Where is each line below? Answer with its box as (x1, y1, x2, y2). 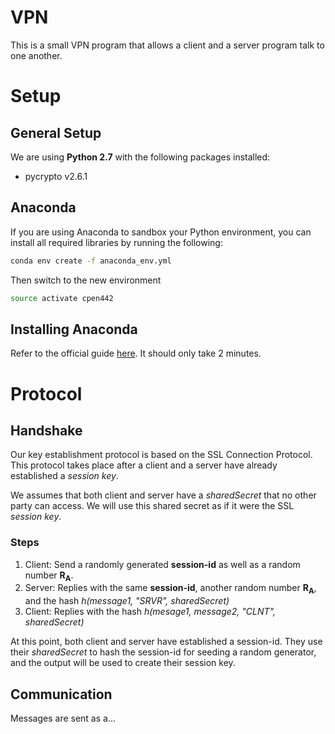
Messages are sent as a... (10, 712, 117, 725)
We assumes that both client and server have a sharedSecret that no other (10, 489, 317, 501)
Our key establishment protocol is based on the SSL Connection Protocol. (10, 449, 313, 461)
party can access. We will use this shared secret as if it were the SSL (10, 500, 295, 512)
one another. (10, 49, 63, 61)
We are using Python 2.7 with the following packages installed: (10, 151, 271, 163)
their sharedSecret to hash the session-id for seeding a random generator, (10, 646, 317, 658)
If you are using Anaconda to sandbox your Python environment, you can (10, 226, 312, 238)
